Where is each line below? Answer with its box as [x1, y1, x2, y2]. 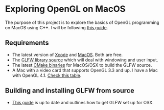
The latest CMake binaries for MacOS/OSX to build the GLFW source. [12, 62, 152, 68]
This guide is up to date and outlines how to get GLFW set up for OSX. [12, 99, 154, 105]
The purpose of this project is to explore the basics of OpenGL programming [5, 19, 160, 25]
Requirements [5, 39, 49, 47]
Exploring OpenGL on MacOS [5, 3, 126, 15]
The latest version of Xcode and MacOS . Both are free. [12, 52, 123, 57]
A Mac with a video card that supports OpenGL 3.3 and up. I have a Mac [12, 67, 158, 73]
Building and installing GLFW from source [5, 87, 135, 95]
